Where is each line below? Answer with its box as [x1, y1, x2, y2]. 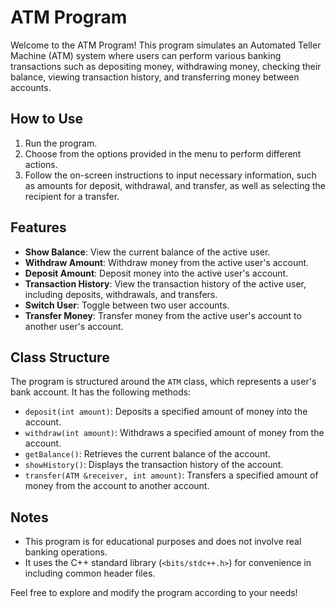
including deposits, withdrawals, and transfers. [24, 288, 218, 300]
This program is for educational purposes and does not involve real [24, 536, 302, 548]
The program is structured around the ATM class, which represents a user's [10, 376, 317, 388]
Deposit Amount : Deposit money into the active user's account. [24, 267, 289, 279]
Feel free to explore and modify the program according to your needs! [10, 587, 298, 599]
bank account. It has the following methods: [10, 386, 192, 398]
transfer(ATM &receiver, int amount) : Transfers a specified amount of [24, 469, 319, 481]
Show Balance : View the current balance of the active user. [24, 246, 271, 258]
